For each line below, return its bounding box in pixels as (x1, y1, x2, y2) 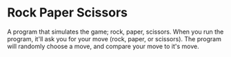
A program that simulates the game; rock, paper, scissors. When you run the (7, 27, 224, 36)
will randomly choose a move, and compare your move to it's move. (7, 42, 199, 50)
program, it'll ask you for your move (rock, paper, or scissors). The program (7, 34, 222, 43)
